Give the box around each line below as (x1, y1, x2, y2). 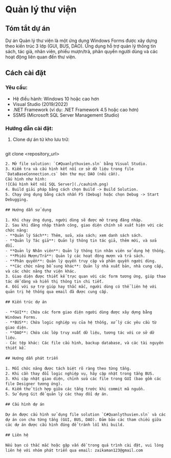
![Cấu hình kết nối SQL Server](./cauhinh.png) (5, 182, 109, 187)
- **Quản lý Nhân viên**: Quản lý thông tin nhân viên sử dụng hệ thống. (5, 248, 166, 253)
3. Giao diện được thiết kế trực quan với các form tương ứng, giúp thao (5, 274, 166, 279)
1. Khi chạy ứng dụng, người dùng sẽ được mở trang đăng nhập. (5, 217, 143, 223)
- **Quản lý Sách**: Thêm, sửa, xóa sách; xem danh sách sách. (5, 233, 143, 238)
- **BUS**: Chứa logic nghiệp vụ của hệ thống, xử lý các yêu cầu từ (5, 320, 157, 325)
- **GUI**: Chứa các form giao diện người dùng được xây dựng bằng (5, 310, 153, 315)
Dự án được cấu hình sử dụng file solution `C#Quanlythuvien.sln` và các (5, 412, 166, 417)
